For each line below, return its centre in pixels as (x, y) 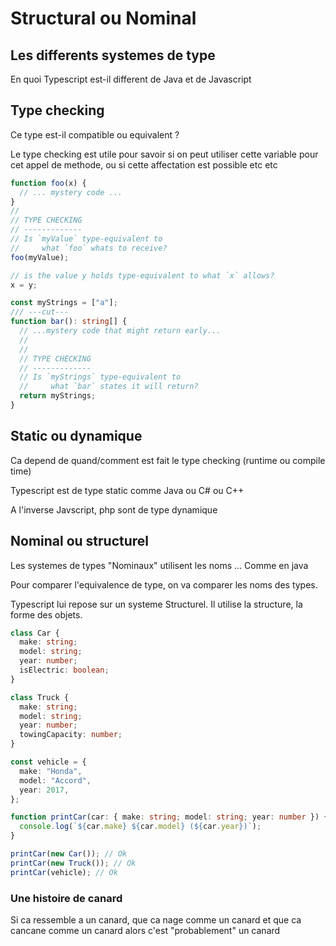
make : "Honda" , (51, 771)
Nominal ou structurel (80, 541)
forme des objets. (46, 614)
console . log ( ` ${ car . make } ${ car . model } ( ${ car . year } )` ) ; (140, 827)
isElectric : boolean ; (64, 670)
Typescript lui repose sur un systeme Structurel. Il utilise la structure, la (156, 604)
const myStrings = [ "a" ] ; (64, 303)
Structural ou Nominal (103, 18)
